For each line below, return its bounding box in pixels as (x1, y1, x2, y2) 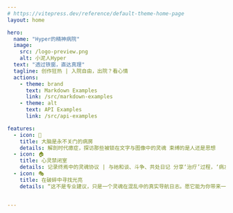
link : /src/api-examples (25, 113, 98, 120)
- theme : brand (19, 80, 64, 87)
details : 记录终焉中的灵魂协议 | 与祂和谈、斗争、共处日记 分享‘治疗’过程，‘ (19, 164, 220, 171)
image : (13, 42, 33, 49)
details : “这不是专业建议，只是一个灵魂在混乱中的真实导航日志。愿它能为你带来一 (19, 183, 227, 190)
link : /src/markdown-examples (25, 93, 113, 100)
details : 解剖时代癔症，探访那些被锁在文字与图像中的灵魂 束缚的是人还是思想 (19, 145, 216, 151)
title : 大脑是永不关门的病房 (19, 138, 94, 145)
